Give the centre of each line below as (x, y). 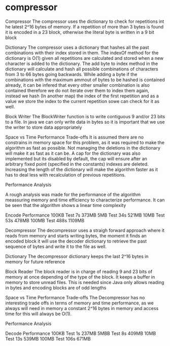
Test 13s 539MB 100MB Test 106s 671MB (48, 338)
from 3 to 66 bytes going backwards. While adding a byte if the (71, 74)
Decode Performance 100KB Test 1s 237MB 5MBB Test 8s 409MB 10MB (81, 333)
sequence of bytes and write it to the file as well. (56, 246)
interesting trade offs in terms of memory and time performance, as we (79, 303)
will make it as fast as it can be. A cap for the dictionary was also (73, 153)
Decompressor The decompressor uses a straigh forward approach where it (85, 230)
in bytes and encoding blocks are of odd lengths (56, 288)
